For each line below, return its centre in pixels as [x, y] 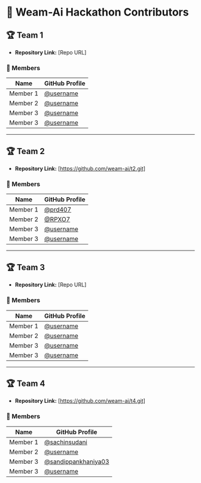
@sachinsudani [66, 442]
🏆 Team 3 [26, 267]
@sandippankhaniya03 [77, 461]
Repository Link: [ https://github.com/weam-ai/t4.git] [80, 401]
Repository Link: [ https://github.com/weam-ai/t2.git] [80, 169]
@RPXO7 [57, 219]
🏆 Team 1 [25, 35]
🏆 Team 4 [26, 383]
